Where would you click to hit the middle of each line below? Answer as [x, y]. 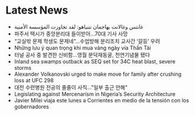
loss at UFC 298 [34, 80]
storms [23, 67]
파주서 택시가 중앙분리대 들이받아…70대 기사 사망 [71, 34]
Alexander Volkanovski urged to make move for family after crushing [98, 74]
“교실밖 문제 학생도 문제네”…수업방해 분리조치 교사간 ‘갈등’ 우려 [87, 41]
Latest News [37, 10]
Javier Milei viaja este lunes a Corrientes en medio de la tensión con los [101, 100]
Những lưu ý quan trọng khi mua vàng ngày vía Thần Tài [83, 47]
